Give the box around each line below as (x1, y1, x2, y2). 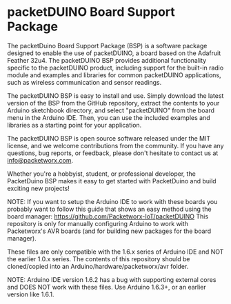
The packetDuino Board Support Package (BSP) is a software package (7, 41, 208, 50)
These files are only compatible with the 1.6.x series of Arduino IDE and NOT (7, 247, 224, 256)
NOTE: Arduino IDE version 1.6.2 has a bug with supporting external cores (7, 275, 217, 283)
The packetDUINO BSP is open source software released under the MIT (7, 134, 211, 142)
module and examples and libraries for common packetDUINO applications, (7, 70, 222, 79)
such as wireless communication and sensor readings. (7, 78, 162, 86)
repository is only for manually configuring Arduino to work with (7, 219, 188, 227)
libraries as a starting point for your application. (7, 121, 142, 129)
